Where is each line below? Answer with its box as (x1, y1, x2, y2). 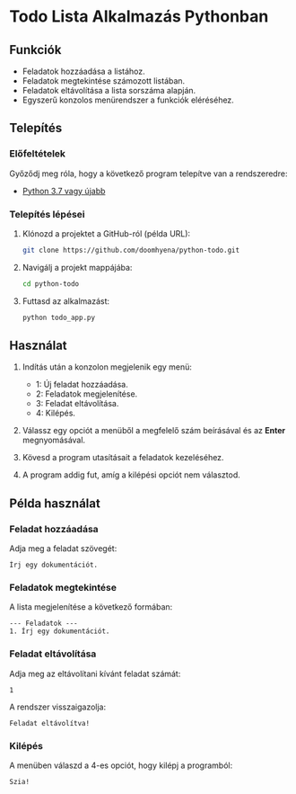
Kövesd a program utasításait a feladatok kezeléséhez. (22, 452, 224, 463)
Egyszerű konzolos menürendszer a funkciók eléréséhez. (22, 94, 235, 105)
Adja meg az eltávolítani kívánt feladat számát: (9, 668, 181, 679)
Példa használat (9, 495, 100, 511)
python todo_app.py (22, 313, 96, 322)
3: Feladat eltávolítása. (35, 398, 119, 409)
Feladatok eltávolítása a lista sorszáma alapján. (22, 85, 196, 95)
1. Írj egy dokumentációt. (9, 627, 110, 636)
